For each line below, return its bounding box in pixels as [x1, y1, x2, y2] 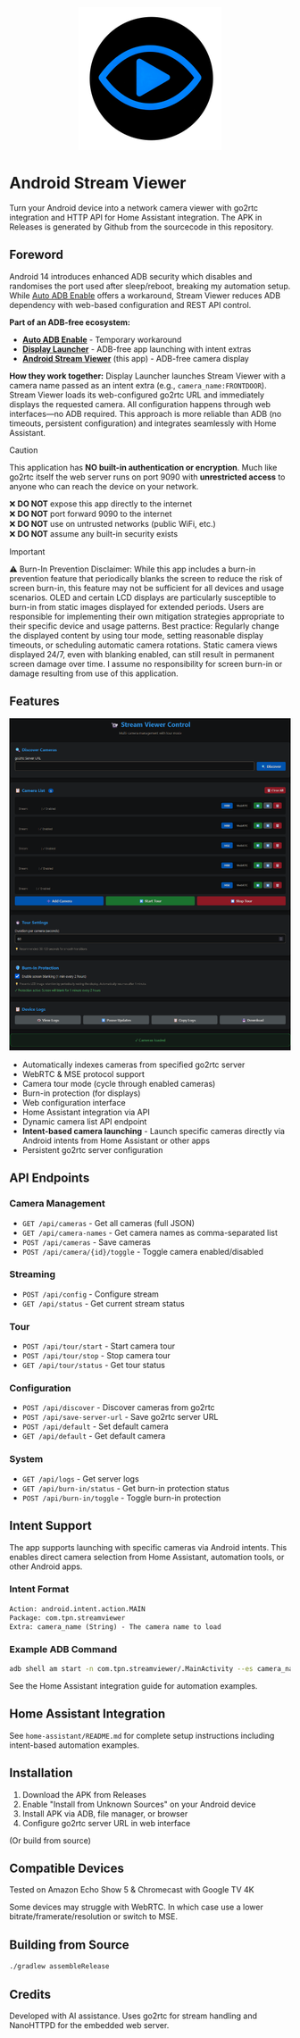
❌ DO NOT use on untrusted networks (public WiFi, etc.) [9, 518, 216, 529]
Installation [9, 1766, 73, 1781]
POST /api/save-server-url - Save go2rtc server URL [21, 1412, 219, 1423]
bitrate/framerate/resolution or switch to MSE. [9, 1911, 179, 1922]
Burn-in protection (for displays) [21, 1088, 141, 1098]
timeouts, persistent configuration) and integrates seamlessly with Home [9, 418, 277, 429]
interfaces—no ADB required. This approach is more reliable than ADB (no [9, 408, 282, 419]
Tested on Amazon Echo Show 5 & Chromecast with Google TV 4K [9, 1884, 254, 1895]
